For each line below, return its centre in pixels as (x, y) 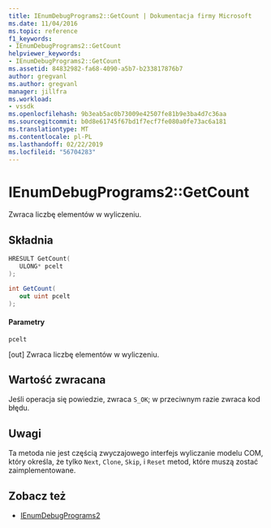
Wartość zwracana (57, 380)
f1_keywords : (30, 39)
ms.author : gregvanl (43, 84)
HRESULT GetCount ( (39, 259)
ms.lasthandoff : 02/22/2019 (56, 144)
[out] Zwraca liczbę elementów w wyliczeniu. (84, 354)
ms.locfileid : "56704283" (52, 152)
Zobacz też (37, 496)
